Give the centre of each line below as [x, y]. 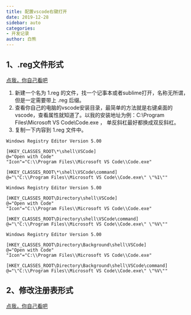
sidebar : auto [24, 23]
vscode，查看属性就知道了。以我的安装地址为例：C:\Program [89, 115]
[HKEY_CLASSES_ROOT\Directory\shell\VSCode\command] [72, 219]
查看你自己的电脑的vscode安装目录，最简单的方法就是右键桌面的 [94, 107]
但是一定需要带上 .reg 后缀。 [49, 100]
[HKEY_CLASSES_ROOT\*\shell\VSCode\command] [62, 172]
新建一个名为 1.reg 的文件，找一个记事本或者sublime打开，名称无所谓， [101, 93]
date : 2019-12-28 [27, 17]
